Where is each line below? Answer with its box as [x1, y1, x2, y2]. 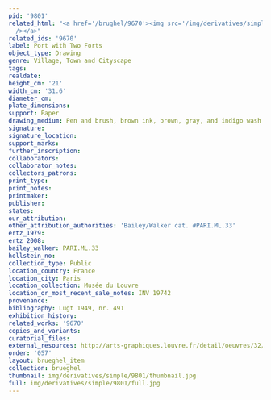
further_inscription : [8, 147, 81, 155]
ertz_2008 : [8, 237, 45, 245]
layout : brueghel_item [8, 356, 85, 365]
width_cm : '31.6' [8, 86, 67, 95]
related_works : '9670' [8, 319, 85, 327]
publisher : [8, 199, 45, 207]
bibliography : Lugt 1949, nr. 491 [8, 304, 125, 312]
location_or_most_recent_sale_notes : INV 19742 [8, 290, 172, 298]
